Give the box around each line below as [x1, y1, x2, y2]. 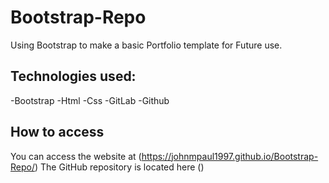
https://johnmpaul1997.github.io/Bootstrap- [141, 150, 319, 162]
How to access [10, 124, 105, 141]
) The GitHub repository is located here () [34, 161, 205, 173]
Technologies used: [10, 68, 137, 85]
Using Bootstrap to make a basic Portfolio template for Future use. [10, 39, 283, 51]
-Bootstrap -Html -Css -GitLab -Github [10, 94, 170, 106]
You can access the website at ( [10, 150, 142, 162]
